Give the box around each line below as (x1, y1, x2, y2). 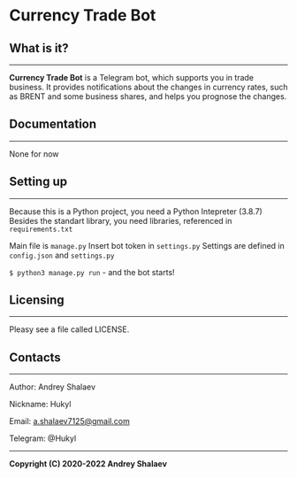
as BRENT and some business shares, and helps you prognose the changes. (9, 91, 287, 102)
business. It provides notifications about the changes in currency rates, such (9, 81, 288, 92)
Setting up (9, 174, 68, 189)
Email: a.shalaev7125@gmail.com (9, 416, 130, 427)
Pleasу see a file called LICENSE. (9, 324, 130, 335)
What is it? (9, 41, 69, 56)
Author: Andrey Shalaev (9, 382, 95, 392)
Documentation (9, 117, 97, 132)
